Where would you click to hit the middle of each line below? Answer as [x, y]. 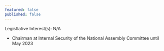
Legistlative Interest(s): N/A [33, 28]
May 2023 [22, 43]
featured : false [21, 10]
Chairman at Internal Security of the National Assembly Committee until [85, 38]
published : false [23, 14]
